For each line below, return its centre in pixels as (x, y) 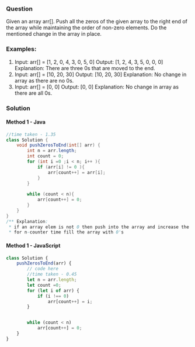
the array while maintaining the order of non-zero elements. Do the (86, 28)
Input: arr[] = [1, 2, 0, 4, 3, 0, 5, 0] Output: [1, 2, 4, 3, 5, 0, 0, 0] (89, 62)
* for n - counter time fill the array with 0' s (66, 232)
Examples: (21, 49)
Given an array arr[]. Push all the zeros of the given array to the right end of (97, 22)
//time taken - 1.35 (31, 134)
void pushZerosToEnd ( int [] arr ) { (58, 145)
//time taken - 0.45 (52, 274)
